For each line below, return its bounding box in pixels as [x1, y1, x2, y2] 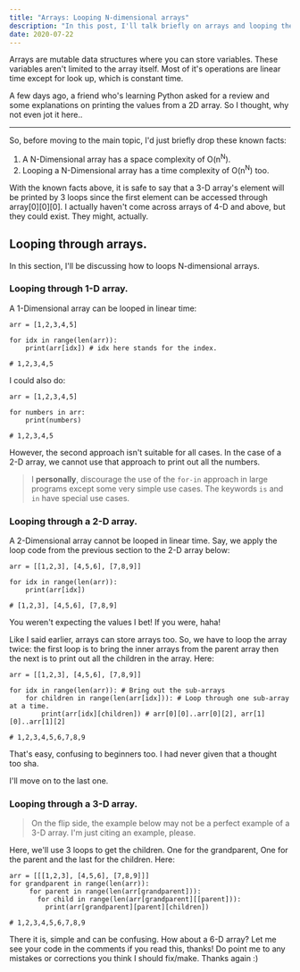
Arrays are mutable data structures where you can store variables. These [9, 54, 279, 65]
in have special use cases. [30, 492, 130, 503]
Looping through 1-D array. [9, 282, 129, 295]
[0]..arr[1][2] [9, 717, 66, 726]
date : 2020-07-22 [9, 29, 74, 38]
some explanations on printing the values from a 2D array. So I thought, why [9, 100, 289, 111]
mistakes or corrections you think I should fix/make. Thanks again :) [9, 953, 259, 964]
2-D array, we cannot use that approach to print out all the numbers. [9, 457, 261, 467]
